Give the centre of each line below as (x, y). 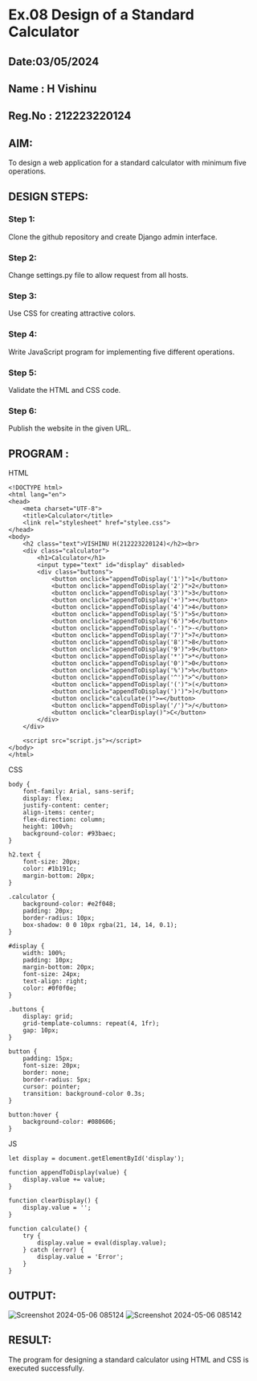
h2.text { (25, 855)
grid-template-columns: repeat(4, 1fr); (91, 1023)
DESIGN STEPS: (49, 196)
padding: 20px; (48, 911)
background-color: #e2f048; (69, 904)
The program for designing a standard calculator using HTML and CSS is (128, 1359)
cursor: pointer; (52, 1087)
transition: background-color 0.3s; (84, 1094)
